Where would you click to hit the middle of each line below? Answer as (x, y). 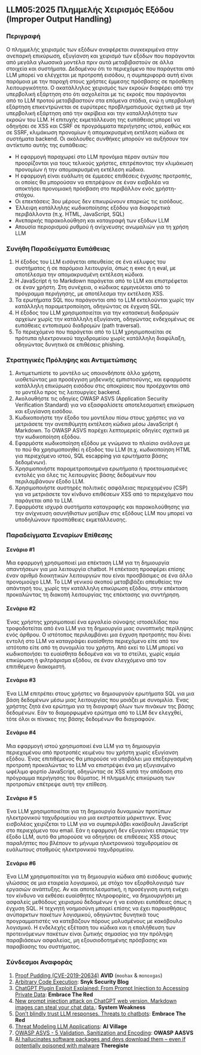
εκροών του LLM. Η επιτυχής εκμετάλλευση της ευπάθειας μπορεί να (93, 119)
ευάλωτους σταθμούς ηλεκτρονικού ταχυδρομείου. (70, 850)
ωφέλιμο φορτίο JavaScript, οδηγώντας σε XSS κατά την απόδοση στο (95, 772)
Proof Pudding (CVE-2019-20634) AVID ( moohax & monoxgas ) (89, 975)
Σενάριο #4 (21, 733)
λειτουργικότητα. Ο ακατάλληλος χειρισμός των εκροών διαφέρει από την (100, 88)
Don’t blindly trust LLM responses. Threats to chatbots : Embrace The (100, 1014)
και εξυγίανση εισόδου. (44, 411)
